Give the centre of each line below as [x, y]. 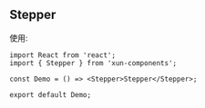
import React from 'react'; [63, 55]
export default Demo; [51, 94]
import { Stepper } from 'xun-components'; [93, 63]
